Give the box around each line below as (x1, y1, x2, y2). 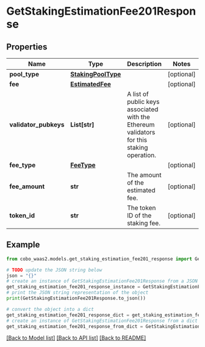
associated (127, 105, 159, 114)
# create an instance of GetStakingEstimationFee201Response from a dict (6, 318, 198, 324)
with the (127, 113, 151, 121)
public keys (127, 98, 160, 106)
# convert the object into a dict (6, 306, 95, 312)
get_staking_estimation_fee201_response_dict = (6, 312, 130, 318)
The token (127, 203, 156, 212)
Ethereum (127, 120, 155, 129)
